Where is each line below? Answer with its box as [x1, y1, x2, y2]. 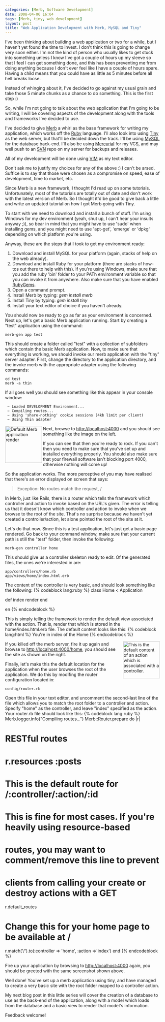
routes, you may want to [5, 844, 106, 856]
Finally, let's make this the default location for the [5, 661, 105, 667]
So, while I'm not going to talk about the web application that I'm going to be [5, 105, 160, 111]
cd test [5, 377, 21, 382]
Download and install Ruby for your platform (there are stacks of [12, 261, 142, 267]
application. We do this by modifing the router [5, 671, 98, 677]
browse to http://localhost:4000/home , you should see [5, 646, 116, 652]
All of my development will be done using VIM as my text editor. [5, 156, 134, 161]
